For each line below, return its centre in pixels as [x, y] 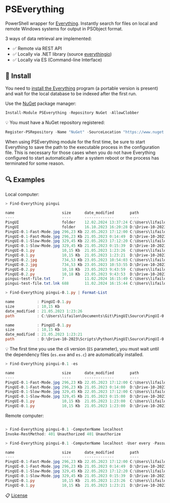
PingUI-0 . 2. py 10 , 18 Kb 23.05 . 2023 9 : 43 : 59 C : [70, 269]
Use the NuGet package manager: [41, 103]
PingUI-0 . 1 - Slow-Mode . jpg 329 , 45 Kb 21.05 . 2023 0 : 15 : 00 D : [70, 397]
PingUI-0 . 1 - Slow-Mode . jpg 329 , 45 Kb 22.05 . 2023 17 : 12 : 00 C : [70, 392]
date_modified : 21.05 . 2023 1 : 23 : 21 [44, 335]
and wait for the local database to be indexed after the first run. [71, 93]
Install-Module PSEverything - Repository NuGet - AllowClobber [72, 112]
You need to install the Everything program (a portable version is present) [82, 88]
